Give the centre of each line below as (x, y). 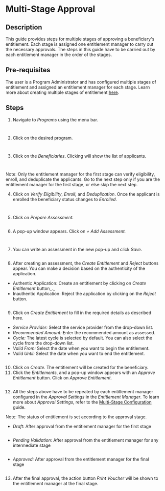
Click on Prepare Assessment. (43, 217)
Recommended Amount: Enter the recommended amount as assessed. (84, 332)
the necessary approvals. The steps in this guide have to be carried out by (81, 49)
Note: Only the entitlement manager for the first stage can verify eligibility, (80, 174)
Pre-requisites (28, 70)
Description (24, 27)
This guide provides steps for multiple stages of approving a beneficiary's (80, 39)
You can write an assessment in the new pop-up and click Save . (77, 249)
